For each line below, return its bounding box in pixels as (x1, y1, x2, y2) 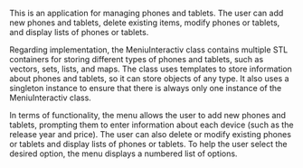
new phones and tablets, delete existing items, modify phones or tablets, (9, 17, 280, 28)
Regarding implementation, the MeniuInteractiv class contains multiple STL (9, 44, 289, 55)
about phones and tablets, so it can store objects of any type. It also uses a (9, 73, 289, 84)
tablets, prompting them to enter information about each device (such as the (9, 119, 294, 130)
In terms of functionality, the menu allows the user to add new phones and (9, 110, 287, 120)
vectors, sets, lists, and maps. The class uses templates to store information (9, 63, 292, 74)
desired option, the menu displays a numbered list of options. (9, 148, 238, 159)
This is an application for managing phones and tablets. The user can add (9, 8, 284, 18)
